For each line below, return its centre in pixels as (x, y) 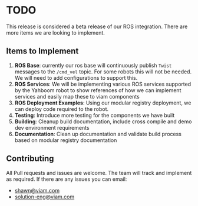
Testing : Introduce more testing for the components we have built (95, 115)
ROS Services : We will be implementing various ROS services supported (103, 84)
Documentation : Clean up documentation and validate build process (98, 134)
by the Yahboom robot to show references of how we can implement (98, 90)
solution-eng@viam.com (44, 197)
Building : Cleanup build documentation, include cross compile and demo (103, 121)
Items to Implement (42, 51)
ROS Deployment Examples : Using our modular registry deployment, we (103, 103)
